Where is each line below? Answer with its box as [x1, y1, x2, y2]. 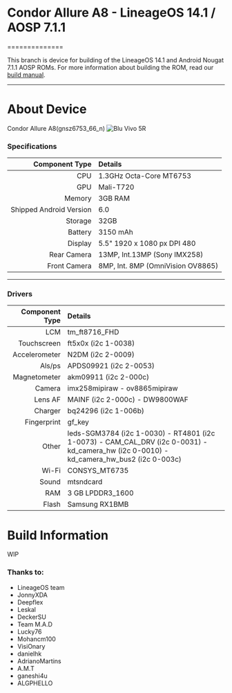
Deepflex [17, 597, 43, 606]
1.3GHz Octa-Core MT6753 [98, 171, 192, 181]
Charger [34, 406, 61, 416]
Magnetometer [12, 372, 61, 382]
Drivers [7, 289, 33, 299]
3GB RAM [98, 194, 130, 204]
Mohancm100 [17, 635, 57, 643]
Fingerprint [24, 417, 61, 427]
